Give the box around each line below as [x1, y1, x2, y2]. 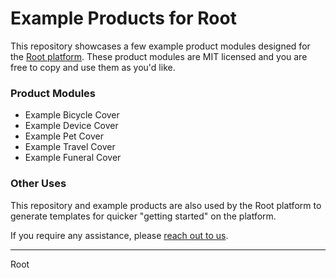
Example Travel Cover [24, 141, 116, 153]
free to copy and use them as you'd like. [10, 61, 176, 73]
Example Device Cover [24, 120, 119, 132]
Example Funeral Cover [24, 152, 122, 164]
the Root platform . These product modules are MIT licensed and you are [10, 50, 308, 62]
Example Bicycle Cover [24, 109, 120, 121]
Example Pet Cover [24, 130, 104, 142]
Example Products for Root [10, 7, 237, 30]
